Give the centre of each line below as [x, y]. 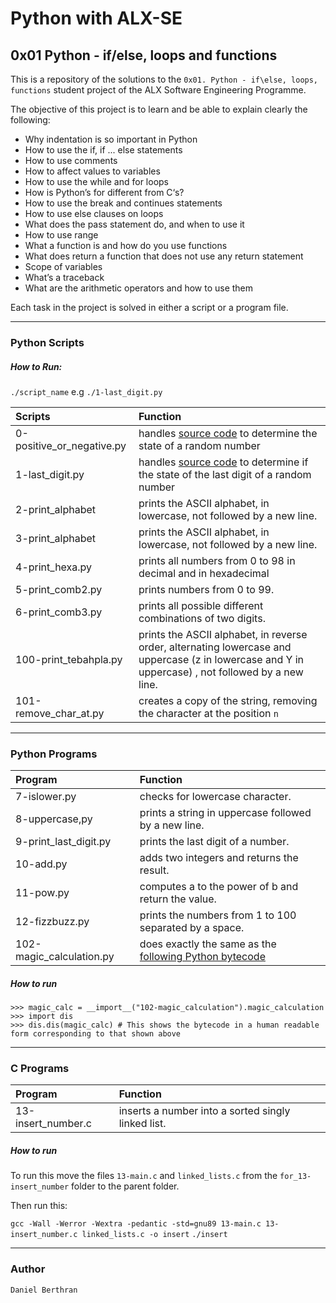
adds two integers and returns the [219, 858]
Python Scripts [47, 342]
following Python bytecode [202, 957]
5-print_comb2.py [59, 589]
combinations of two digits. [202, 618]
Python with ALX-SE [96, 18]
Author [28, 1269]
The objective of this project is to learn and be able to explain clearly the [159, 109]
